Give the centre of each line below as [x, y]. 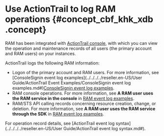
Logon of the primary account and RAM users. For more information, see [85, 72]
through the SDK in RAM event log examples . [58, 114]
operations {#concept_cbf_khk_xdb [79, 19]
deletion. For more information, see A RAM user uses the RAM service [84, 109]
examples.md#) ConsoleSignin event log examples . [63, 88]
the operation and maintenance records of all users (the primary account [78, 48]
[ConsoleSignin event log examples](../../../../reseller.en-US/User [77, 78]
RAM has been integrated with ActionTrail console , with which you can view [82, 43]
